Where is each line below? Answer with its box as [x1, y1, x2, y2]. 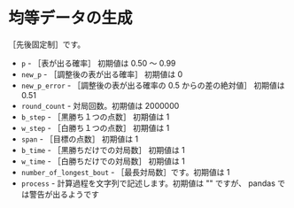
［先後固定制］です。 [8, 39, 86, 50]
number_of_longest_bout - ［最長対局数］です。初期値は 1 [20, 166, 230, 177]
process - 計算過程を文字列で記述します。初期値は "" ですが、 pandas [20, 178, 276, 189]
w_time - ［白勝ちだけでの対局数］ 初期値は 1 [20, 156, 185, 166]
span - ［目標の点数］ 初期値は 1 [20, 134, 139, 144]
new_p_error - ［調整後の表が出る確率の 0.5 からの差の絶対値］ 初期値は [20, 80, 285, 90]
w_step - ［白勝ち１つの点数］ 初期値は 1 [20, 122, 170, 133]
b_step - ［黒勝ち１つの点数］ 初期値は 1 [20, 112, 170, 122]
